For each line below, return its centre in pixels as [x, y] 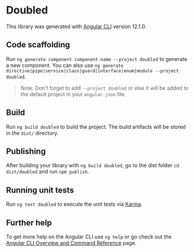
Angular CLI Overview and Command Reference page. [71, 243]
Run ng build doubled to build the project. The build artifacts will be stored [96, 127]
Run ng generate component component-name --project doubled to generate [97, 59]
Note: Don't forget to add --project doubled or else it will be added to [104, 88]
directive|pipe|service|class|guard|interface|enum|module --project [93, 71]
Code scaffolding [38, 45]
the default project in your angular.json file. [73, 94]
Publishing [26, 151]
